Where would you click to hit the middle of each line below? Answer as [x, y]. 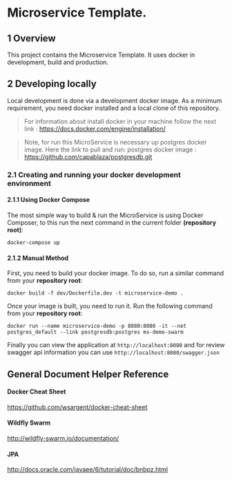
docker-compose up [33, 242]
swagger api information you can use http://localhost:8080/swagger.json [113, 352]
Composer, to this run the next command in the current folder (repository [112, 222]
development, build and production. [58, 62]
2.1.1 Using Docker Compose [49, 200]
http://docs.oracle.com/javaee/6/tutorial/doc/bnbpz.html [87, 470]
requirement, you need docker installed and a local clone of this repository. [114, 108]
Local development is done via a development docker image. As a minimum [115, 100]
